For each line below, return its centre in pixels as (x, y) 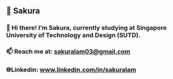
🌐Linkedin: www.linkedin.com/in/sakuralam (71, 70)
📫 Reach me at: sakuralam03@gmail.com (68, 52)
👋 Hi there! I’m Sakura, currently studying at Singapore (86, 28)
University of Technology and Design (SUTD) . (73, 35)
